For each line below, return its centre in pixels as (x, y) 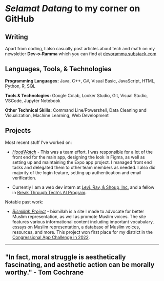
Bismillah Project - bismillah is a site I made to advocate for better (78, 211)
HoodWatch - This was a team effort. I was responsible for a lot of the (82, 152)
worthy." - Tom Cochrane (44, 272)
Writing (17, 37)
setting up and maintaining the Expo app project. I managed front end (82, 162)
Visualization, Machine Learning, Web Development (57, 115)
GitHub (20, 19)
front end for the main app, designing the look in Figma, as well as (78, 157)
